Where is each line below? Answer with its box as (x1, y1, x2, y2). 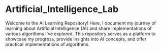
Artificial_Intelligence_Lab (5, 3, 119, 15)
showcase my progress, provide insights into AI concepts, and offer (5, 36, 147, 42)
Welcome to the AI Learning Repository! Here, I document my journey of (5, 20, 156, 26)
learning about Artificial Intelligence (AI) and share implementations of (5, 25, 152, 31)
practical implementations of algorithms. (5, 41, 90, 47)
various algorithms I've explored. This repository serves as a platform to (5, 30, 156, 36)
